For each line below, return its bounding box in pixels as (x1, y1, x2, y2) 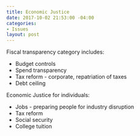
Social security (15, 116, 53, 124)
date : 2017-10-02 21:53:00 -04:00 (6, 15, 95, 21)
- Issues (6, 26, 29, 32)
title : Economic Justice (6, 9, 70, 15)
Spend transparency (15, 66, 67, 74)
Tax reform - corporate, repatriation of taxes (15, 73, 127, 81)
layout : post (6, 32, 40, 38)
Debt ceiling (15, 80, 46, 87)
